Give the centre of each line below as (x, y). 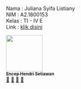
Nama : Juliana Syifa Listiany (40, 8)
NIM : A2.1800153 (27, 15)
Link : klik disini (24, 27)
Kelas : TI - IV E (24, 21)
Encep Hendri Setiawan (30, 74)
